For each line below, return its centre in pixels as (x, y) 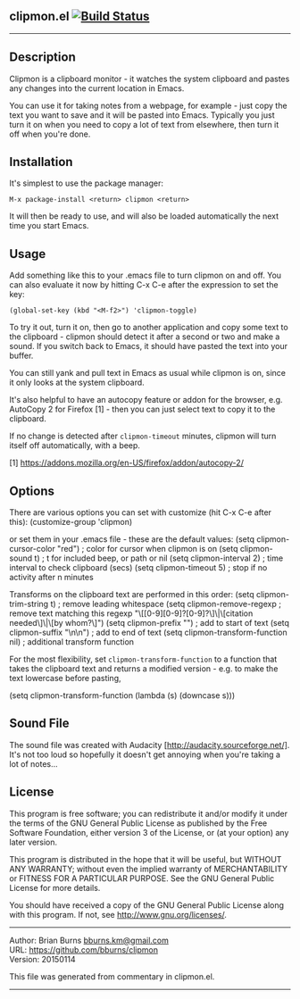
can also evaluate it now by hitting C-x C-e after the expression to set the (144, 285)
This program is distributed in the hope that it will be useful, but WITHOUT (146, 859)
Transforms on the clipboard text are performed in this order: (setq (132, 595)
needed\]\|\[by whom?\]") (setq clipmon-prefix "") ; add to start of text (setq (150, 623)
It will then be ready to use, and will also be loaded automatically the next (144, 216)
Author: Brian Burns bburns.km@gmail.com (89, 940)
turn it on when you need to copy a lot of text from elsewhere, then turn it (144, 124)
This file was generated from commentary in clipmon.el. (112, 976)
